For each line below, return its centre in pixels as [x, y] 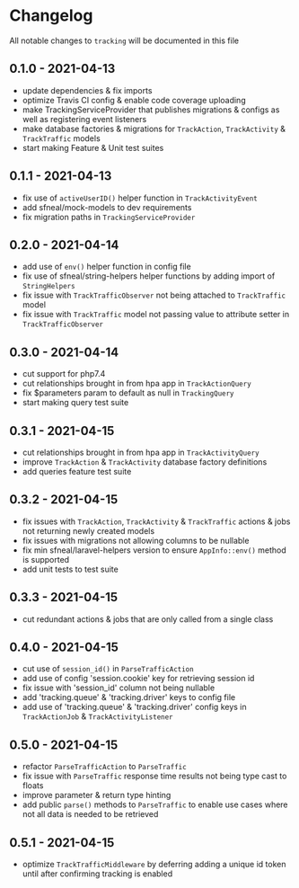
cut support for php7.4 [64, 374]
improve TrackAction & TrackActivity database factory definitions [145, 462]
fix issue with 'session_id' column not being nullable [119, 688]
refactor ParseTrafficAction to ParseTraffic [104, 767]
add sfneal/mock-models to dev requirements [107, 207]
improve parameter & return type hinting [97, 795]
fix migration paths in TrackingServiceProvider [109, 217]
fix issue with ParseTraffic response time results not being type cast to [154, 776]
